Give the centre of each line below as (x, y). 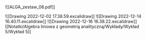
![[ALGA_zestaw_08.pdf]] (30, 7)
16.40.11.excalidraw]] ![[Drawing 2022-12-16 (49, 21)
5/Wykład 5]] (18, 32)
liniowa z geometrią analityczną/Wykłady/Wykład (90, 26)
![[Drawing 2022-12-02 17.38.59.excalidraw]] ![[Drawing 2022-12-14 (73, 16)
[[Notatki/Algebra (22, 26)
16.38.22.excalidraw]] (115, 21)
